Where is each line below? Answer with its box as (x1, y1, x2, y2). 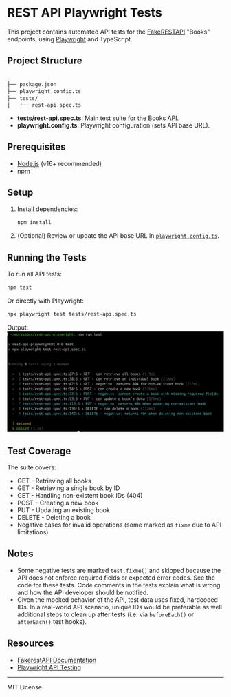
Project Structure (7, 55, 82, 67)
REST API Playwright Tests (7, 5, 163, 21)
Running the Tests (7, 252, 87, 263)
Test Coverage (7, 445, 71, 456)
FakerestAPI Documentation (16, 656, 97, 664)
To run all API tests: (7, 270, 62, 279)
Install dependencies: (16, 205, 78, 213)
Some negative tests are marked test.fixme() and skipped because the (16, 566, 221, 574)
